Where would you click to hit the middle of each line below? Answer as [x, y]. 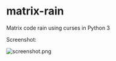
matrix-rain [35, 11]
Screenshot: [21, 39]
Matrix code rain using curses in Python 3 [58, 28]
